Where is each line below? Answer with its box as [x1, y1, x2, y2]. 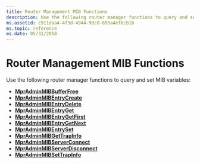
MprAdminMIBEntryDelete [14, 101, 82, 108]
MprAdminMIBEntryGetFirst [14, 113, 86, 120]
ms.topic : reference [6, 25, 58, 32]
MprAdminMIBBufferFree [14, 88, 79, 95]
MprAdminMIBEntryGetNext [14, 120, 86, 127]
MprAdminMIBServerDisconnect [14, 145, 98, 152]
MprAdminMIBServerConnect [14, 138, 90, 146]
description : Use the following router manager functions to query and [6, 14, 187, 20]
